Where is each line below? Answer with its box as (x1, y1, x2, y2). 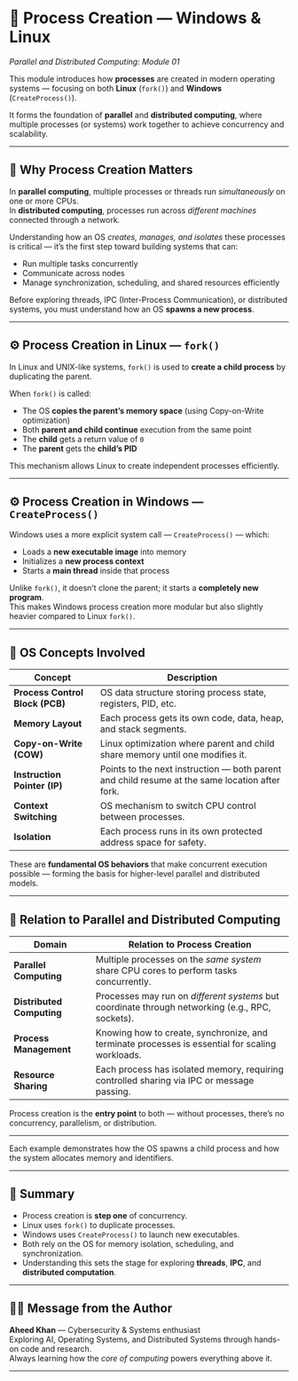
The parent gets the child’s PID (21, 443, 137, 454)
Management (13, 1044, 72, 1055)
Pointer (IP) (13, 780, 63, 792)
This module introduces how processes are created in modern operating (9, 73, 276, 83)
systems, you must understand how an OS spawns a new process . (9, 304, 255, 314)
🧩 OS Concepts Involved (9, 645, 146, 660)
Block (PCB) (13, 697, 67, 710)
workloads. (95, 1049, 142, 1060)
